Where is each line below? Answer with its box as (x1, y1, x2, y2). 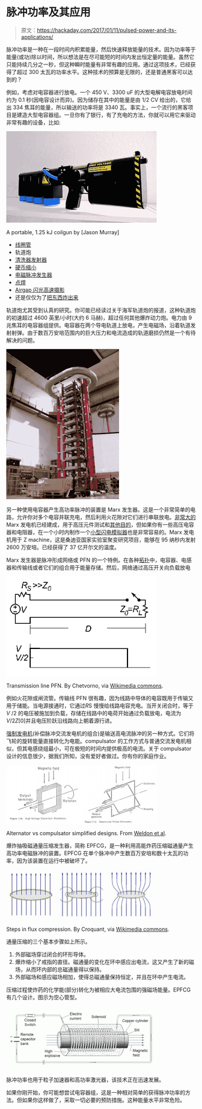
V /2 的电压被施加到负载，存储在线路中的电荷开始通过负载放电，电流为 (6, 709, 182, 716)
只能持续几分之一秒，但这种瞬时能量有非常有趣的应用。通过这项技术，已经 (6, 61, 191, 68)
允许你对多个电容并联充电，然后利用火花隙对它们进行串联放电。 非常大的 (16, 513, 196, 521)
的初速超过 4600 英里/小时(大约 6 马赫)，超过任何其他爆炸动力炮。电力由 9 (6, 314, 192, 321)
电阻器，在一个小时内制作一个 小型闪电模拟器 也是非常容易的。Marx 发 (16, 528, 189, 536)
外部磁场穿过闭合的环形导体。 (14, 951, 89, 958)
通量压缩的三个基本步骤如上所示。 (6, 937, 91, 945)
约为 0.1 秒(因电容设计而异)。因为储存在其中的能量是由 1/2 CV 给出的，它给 (6, 96, 192, 103)
